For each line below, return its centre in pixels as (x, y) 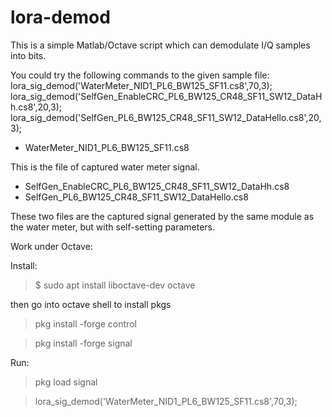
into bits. (28, 55)
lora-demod (60, 17)
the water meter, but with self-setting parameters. (112, 227)
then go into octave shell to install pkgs (91, 304)
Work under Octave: (51, 246)
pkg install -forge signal (83, 343)
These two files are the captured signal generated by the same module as (162, 216)
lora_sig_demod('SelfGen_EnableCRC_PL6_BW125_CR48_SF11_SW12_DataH (166, 96)
